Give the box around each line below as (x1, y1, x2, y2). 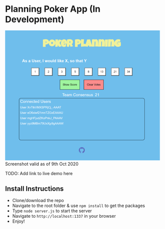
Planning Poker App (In (5, 3, 101, 15)
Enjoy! (12, 218, 25, 224)
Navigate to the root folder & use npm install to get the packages (12, 203, 145, 209)
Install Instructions (5, 185, 64, 193)
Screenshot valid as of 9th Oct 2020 (5, 161, 79, 167)
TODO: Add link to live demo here (5, 170, 73, 176)
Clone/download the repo (12, 198, 64, 204)
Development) (5, 14, 65, 25)
